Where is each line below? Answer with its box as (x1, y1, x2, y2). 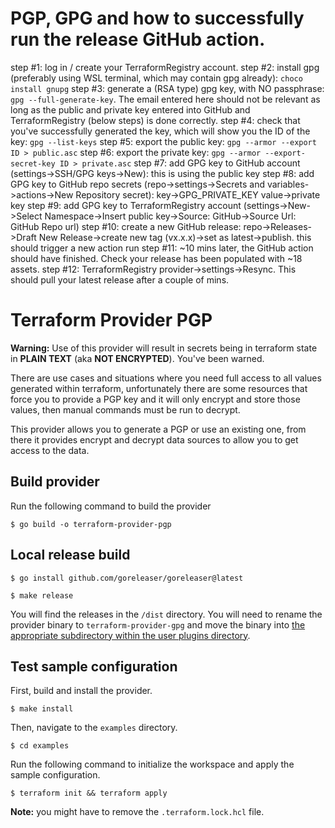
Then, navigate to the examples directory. (10, 722, 178, 734)
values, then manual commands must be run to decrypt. (10, 403, 241, 416)
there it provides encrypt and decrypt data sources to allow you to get (10, 433, 299, 446)
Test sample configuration (10, 658, 178, 675)
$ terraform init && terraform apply (10, 788, 168, 799)
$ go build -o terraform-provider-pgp (10, 519, 172, 529)
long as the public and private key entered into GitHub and (10, 103, 251, 116)
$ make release (10, 590, 74, 601)
